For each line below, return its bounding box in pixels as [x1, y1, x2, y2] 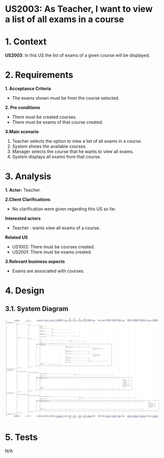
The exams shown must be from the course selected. [12, 95, 120, 101]
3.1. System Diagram [5, 305, 68, 313]
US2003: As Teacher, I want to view [5, 3, 153, 15]
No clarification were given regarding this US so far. [12, 206, 116, 212]
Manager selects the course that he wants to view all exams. [12, 149, 134, 154]
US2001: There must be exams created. [12, 249, 92, 255]
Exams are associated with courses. [12, 268, 85, 274]
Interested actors [5, 216, 41, 221]
